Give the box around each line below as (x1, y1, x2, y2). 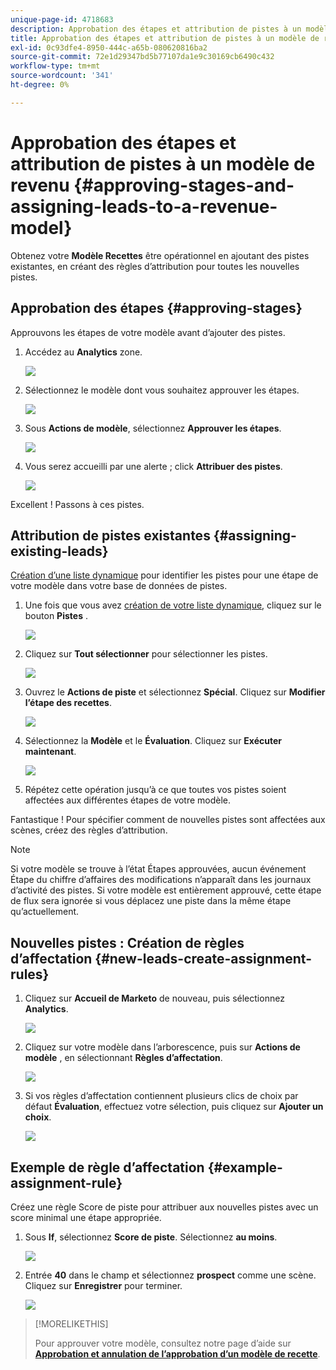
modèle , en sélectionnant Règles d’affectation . (24, 1052, 223, 1064)
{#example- (207, 1159, 283, 1176)
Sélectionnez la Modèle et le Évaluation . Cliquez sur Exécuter (24, 735, 283, 747)
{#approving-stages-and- (73, 174, 295, 196)
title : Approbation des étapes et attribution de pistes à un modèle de (10, 33, 320, 43)
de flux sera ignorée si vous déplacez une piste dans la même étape (10, 895, 292, 907)
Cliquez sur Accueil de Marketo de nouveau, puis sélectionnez (24, 992, 285, 1005)
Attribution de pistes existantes (10, 527, 211, 544)
